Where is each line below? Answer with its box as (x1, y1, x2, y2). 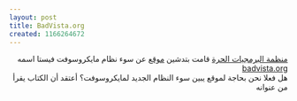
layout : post (9, 12, 57, 22)
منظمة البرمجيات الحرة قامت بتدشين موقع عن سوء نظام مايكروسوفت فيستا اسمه (17, 54, 288, 65)
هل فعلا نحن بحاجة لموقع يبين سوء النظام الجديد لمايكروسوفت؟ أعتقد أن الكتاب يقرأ (12, 73, 288, 83)
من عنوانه (255, 82, 288, 93)
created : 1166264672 (9, 29, 86, 38)
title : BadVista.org (9, 21, 86, 30)
